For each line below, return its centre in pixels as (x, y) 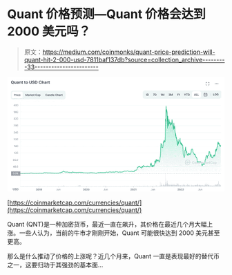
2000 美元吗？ (49, 31)
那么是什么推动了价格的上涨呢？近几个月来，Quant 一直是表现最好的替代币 (113, 256)
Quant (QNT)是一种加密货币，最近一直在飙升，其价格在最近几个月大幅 (107, 225)
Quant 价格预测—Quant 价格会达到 (106, 14)
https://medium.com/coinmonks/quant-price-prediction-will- (129, 52)
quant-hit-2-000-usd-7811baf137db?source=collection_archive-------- (124, 59)
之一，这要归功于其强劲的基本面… (55, 265)
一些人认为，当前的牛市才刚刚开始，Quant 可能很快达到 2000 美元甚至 (119, 233)
